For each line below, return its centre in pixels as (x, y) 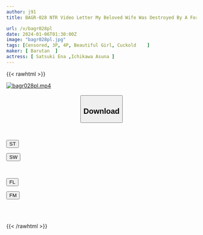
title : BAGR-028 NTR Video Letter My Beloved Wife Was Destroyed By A (97, 18)
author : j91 (21, 12)
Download (101, 111)
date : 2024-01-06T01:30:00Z (42, 34)
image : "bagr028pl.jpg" (36, 40)
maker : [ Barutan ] (32, 51)
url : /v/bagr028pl (29, 28)
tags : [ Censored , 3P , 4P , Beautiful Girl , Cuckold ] (78, 45)
